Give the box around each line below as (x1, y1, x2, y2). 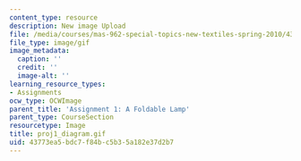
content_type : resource (9, 13, 99, 22)
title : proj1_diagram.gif (9, 130, 106, 139)
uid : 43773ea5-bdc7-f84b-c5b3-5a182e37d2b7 (9, 138, 175, 147)
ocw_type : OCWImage (9, 96, 82, 106)
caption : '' (17, 55, 63, 64)
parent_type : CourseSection (9, 113, 115, 122)
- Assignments (9, 88, 63, 97)
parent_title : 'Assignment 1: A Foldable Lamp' (9, 105, 191, 114)
